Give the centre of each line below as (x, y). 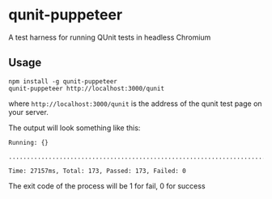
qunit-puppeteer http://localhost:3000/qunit (86, 88)
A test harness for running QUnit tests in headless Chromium (110, 37)
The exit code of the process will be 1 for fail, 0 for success (107, 186)
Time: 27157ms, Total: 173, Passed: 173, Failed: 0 (97, 171)
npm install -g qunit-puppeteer (63, 81)
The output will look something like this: (74, 128)
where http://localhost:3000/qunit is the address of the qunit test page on (135, 104)
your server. (28, 112)
